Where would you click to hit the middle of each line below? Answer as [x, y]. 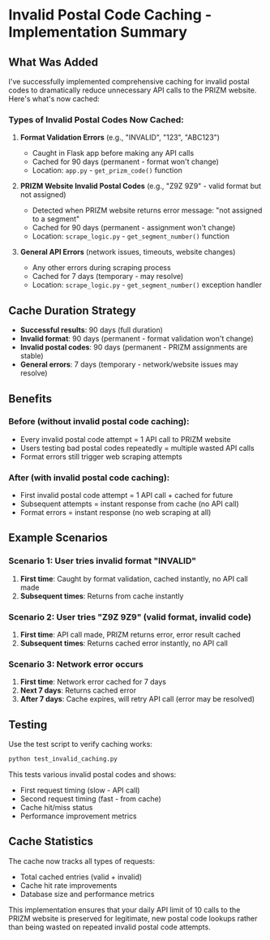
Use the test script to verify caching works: [80, 745]
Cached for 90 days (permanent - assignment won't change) [134, 228]
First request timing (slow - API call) [80, 790]
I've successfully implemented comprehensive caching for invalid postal [129, 82]
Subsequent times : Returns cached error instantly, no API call [124, 643]
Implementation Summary [98, 32]
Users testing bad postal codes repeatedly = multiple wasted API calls [137, 448]
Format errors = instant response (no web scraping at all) [116, 513]
